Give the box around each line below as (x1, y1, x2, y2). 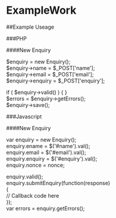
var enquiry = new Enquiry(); (6, 136, 77, 143)
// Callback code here (6, 192, 59, 199)
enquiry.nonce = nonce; (6, 161, 65, 168)
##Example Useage (6, 23, 55, 30)
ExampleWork (6, 4, 77, 17)
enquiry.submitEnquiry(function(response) (6, 179, 111, 186)
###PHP (6, 35, 27, 42)
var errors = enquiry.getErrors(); (6, 204, 85, 212)
